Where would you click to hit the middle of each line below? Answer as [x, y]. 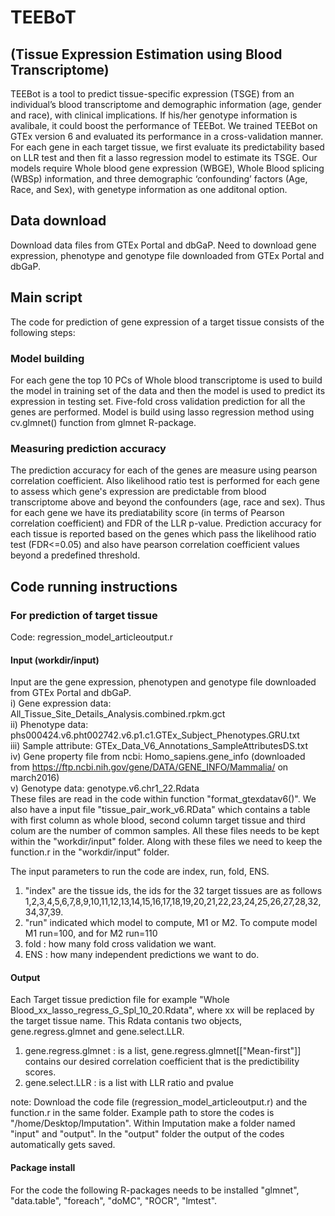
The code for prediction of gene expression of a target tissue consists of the [167, 322]
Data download [58, 221]
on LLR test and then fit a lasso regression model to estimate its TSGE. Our [164, 157]
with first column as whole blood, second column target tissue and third [158, 820]
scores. [40, 1072]
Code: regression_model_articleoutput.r [92, 637]
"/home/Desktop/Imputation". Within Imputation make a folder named [153, 1123]
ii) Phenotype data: [49, 725]
